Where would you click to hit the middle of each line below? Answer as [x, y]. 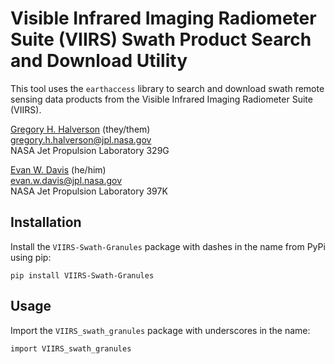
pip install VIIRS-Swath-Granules [82, 275]
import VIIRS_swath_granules [71, 348]
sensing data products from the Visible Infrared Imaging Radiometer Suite [161, 99]
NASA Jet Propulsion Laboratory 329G [90, 150]
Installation [46, 222]
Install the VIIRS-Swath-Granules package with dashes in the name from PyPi [168, 246]
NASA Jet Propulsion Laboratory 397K [89, 191]
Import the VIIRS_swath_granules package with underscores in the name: [160, 330]
